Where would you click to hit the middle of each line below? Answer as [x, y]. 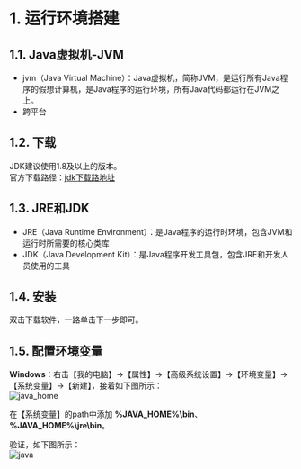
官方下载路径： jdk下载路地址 [62, 177]
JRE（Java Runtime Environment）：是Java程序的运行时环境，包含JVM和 [157, 231]
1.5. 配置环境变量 [56, 351]
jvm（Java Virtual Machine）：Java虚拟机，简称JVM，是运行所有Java [151, 78]
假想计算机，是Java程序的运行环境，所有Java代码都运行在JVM [155, 89]
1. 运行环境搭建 [64, 18]
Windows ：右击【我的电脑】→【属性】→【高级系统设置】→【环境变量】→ [149, 374]
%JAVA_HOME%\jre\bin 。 [60, 426]
